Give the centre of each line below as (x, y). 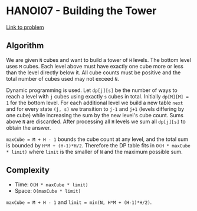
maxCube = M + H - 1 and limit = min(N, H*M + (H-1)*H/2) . (79, 202)
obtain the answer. (29, 127)
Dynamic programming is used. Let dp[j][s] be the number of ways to (92, 90)
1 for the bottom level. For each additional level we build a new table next (95, 103)
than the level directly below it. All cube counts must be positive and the (93, 72)
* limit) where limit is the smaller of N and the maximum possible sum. (94, 151)
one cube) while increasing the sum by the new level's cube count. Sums (95, 115)
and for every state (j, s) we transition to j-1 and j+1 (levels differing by (95, 109)
